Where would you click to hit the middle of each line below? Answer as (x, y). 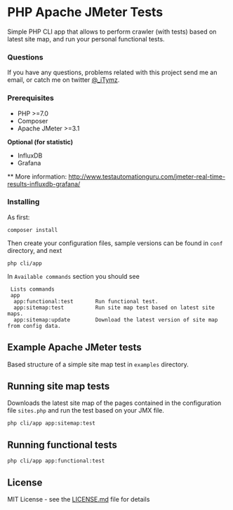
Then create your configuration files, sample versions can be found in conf (115, 243)
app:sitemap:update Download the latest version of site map (116, 319)
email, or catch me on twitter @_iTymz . (64, 80)
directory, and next (34, 250)
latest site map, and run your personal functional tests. (86, 39)
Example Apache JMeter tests (74, 347)
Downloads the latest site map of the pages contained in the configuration (114, 403)
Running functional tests (62, 444)
